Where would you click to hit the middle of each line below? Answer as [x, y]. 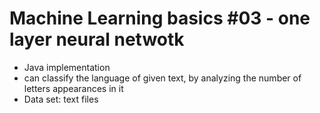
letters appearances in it [73, 88]
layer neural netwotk [97, 39]
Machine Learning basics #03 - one [160, 18]
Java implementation [67, 67]
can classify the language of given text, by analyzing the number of [162, 78]
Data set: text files [61, 99]
